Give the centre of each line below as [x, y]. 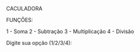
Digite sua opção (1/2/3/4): [39, 43]
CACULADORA [24, 9]
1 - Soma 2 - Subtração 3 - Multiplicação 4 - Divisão [70, 31]
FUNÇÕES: [20, 20]
